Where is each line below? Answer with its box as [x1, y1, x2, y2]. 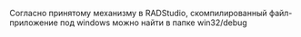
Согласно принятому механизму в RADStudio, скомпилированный [9, 8, 267, 18]
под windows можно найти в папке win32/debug [60, 17, 247, 28]
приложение [9, 17, 59, 28]
